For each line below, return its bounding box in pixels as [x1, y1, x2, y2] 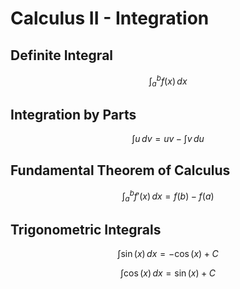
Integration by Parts [10, 106, 137, 123]
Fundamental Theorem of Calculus [10, 162, 231, 179]
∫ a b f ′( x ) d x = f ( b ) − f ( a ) [121, 188, 215, 204]
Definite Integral [10, 47, 114, 64]
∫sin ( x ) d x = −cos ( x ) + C [117, 248, 219, 260]
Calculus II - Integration [10, 7, 210, 30]
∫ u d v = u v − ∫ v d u [131, 133, 205, 145]
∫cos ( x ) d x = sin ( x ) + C [119, 267, 217, 279]
